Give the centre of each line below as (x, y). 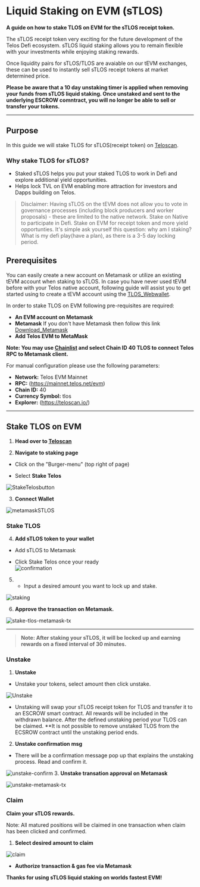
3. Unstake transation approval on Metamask (111, 773)
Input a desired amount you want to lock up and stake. (90, 586)
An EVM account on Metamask (54, 317)
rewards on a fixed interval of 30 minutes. (74, 644)
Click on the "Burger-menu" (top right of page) (72, 464)
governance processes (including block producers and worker (97, 210)
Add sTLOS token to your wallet (54, 539)
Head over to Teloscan (43, 441)
